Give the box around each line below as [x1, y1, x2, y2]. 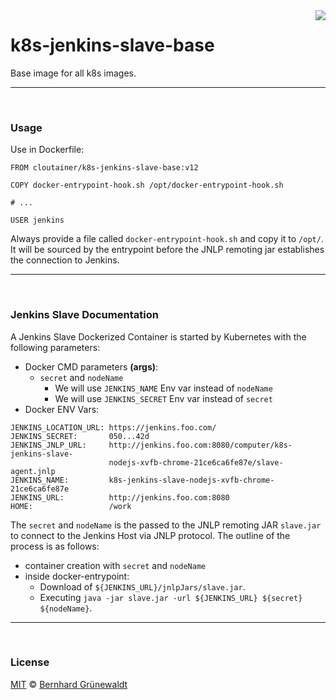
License [10, 655, 50, 669]
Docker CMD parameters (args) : [24, 360, 159, 373]
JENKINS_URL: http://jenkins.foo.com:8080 [10, 492, 230, 503]
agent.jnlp [10, 466, 56, 476]
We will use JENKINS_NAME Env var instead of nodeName [54, 382, 273, 394]
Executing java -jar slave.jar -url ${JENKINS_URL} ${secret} [39, 591, 303, 603]
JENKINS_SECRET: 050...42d [10, 431, 150, 441]
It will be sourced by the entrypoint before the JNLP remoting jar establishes [10, 244, 325, 256]
